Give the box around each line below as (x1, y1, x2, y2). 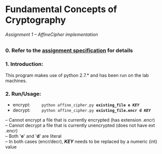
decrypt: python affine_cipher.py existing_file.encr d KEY (12, 107, 151, 113)
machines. (5, 78, 27, 84)
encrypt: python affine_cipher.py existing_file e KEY (12, 101, 140, 107)
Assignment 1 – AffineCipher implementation (5, 31, 98, 37)
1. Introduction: (5, 61, 44, 68)
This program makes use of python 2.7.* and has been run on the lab (5, 72, 149, 78)
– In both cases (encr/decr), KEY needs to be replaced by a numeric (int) (5, 138, 157, 144)
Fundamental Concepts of (5, 4, 117, 15)
